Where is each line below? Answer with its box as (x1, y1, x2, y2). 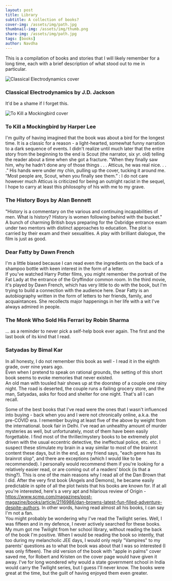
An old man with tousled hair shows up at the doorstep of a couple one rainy (5, 380, 167, 386)
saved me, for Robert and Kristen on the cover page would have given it (5, 553, 158, 559)
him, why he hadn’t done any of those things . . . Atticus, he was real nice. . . (5, 162, 167, 168)
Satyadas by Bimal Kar (5, 346, 63, 354)
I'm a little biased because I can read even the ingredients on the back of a (5, 260, 163, 266)
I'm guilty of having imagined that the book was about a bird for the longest (5, 134, 165, 141)
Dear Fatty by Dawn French (5, 248, 74, 256)
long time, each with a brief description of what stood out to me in (5, 60, 145, 67)
